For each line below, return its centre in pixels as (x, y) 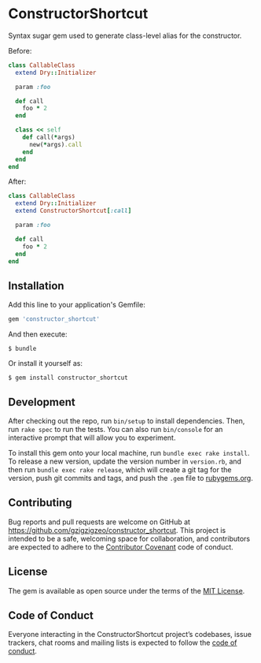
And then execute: (38, 334)
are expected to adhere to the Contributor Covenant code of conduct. (121, 547)
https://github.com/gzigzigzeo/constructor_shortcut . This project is (117, 530)
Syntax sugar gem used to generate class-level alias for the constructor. (125, 35)
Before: (20, 50)
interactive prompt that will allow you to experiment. (92, 438)
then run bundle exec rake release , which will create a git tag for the (120, 469)
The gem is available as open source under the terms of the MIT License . (127, 590)
